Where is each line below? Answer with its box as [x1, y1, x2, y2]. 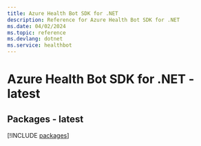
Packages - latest [7, 113, 84, 125]
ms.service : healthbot [7, 42, 72, 49]
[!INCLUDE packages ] [7, 132, 70, 139]
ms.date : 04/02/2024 [7, 23, 67, 29]
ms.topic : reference [7, 29, 67, 36]
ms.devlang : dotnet [7, 36, 63, 42]
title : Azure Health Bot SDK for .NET [7, 10, 118, 17]
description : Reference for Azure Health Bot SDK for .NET [7, 16, 180, 23]
